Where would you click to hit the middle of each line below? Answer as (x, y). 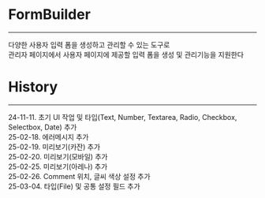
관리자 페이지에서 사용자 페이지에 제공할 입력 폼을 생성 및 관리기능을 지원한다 (126, 54)
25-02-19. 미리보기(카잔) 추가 (54, 147)
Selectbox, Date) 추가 (43, 127)
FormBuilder (49, 15)
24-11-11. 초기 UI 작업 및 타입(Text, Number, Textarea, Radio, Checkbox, (123, 117)
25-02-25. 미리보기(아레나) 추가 (58, 166)
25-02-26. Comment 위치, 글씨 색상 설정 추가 (80, 176)
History (33, 87)
